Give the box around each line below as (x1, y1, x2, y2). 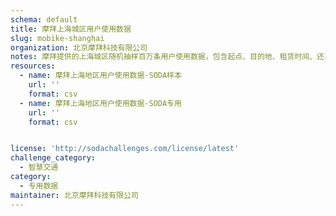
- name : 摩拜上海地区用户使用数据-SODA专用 (19, 98, 182, 108)
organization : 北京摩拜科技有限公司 (10, 42, 148, 53)
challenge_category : (10, 153, 97, 163)
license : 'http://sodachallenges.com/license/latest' (10, 144, 240, 154)
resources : (10, 61, 56, 71)
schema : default (10, 14, 78, 25)
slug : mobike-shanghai (10, 33, 105, 43)
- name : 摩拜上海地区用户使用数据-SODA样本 (19, 71, 182, 81)
